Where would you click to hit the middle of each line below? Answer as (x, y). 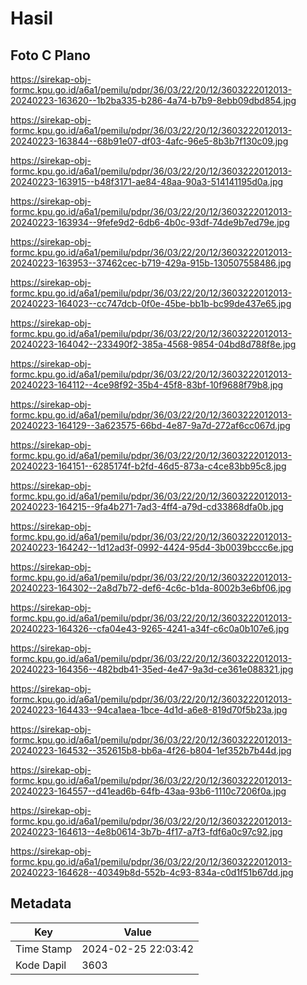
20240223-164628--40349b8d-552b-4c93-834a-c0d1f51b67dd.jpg (152, 872)
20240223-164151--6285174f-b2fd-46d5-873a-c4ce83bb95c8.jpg (148, 466)
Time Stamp (44, 949)
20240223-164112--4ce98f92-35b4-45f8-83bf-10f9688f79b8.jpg (147, 385)
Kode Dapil (41, 965)
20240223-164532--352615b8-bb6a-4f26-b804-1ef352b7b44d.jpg (151, 750)
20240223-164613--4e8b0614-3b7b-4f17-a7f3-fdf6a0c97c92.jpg (146, 831)
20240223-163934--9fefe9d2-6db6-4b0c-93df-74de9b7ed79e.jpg (150, 222)
